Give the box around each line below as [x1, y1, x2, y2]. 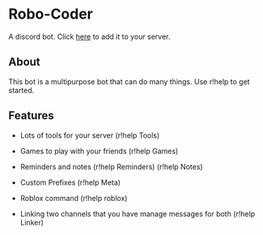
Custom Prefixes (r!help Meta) [19, 177, 121, 187]
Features [8, 109, 54, 122]
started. [8, 85, 35, 95]
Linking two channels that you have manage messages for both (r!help [19, 208, 256, 219]
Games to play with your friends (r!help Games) [19, 146, 179, 156]
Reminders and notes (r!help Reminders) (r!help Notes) [19, 161, 204, 171]
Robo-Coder [8, 5, 93, 23]
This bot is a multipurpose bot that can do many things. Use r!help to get [8, 76, 250, 86]
